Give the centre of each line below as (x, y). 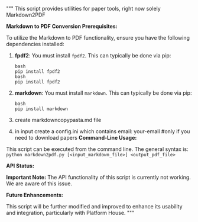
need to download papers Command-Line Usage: (76, 138)
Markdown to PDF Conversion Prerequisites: (62, 26)
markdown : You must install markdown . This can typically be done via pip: (103, 93)
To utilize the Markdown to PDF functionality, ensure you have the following (98, 38)
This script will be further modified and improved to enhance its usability (94, 206)
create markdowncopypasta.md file (58, 120)
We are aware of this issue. (39, 184)
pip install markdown (41, 109)
